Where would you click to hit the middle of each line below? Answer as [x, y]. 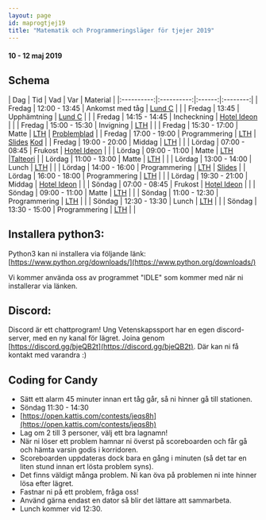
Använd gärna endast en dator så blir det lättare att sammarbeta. [125, 500]
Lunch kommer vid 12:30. [61, 509]
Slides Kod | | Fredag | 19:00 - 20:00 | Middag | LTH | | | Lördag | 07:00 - [127, 142]
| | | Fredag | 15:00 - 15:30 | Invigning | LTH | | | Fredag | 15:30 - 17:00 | [123, 125]
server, [20, 338]
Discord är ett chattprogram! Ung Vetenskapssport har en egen [112, 329]
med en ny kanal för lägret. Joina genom [99, 338]
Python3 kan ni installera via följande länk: [77, 253]
